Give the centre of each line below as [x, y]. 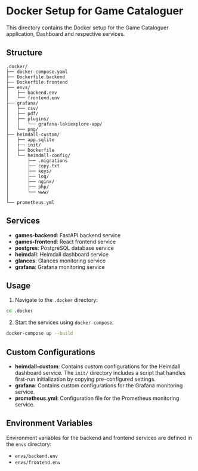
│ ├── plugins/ [28, 119]
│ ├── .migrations [37, 160]
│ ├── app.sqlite [30, 140]
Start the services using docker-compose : [64, 322]
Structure [24, 53]
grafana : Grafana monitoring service [60, 267]
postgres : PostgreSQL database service [64, 248]
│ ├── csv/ [22, 108]
